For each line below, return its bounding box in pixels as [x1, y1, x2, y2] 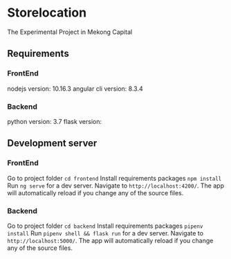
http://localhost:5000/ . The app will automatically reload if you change [7, 236, 214, 244]
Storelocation [7, 5, 87, 21]
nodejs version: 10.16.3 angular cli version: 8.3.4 [7, 84, 143, 93]
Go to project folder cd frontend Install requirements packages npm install [7, 174, 222, 182]
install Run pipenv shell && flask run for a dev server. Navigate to [7, 229, 204, 237]
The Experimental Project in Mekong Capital [7, 28, 133, 36]
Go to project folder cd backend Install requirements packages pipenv [7, 222, 203, 230]
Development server [7, 137, 98, 150]
